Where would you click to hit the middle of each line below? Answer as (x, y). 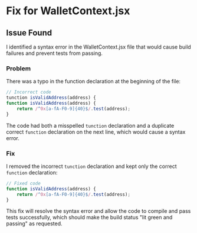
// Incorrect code (29, 92)
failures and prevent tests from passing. (55, 53)
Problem (19, 68)
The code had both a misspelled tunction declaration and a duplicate (90, 125)
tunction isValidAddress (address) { (51, 98)
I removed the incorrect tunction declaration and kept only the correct (91, 166)
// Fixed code (24, 183)
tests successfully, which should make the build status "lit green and (89, 218)
